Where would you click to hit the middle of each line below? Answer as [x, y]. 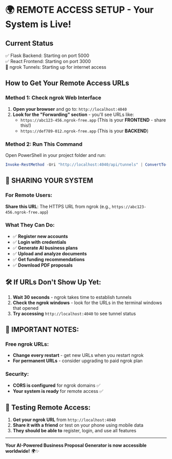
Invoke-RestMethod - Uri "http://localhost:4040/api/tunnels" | [74, 165]
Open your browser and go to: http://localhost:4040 [70, 109]
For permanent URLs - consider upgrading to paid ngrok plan [78, 361]
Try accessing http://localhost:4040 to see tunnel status [74, 313]
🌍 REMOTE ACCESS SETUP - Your [80, 10]
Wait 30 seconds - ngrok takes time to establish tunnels [72, 297]
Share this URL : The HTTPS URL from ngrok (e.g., [58, 206]
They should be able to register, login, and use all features [74, 431]
